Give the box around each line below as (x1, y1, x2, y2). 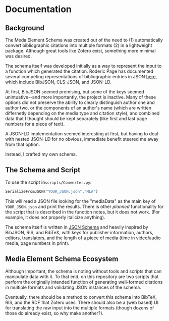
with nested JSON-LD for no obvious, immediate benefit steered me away (5, 136, 159, 142)
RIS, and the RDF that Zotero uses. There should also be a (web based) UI (5, 299, 159, 305)
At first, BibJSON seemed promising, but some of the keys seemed (5, 89, 145, 94)
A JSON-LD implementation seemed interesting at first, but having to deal (5, 131, 158, 137)
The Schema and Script (5, 166, 81, 175)
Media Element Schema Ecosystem (5, 255, 119, 263)
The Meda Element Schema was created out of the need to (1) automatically (5, 37, 163, 43)
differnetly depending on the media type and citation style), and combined (5, 110, 160, 116)
